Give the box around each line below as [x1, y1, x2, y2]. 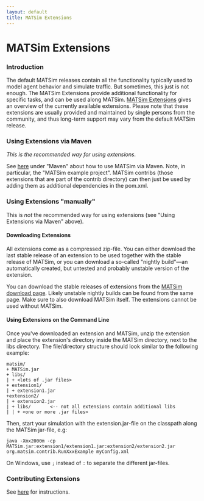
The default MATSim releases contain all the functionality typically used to [6, 76, 193, 83]
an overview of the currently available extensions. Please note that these [6, 102, 189, 110]
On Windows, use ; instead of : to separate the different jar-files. [6, 459, 170, 466]
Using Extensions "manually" [6, 197, 96, 206]
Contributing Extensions [6, 474, 80, 483]
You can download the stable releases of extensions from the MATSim [6, 283, 183, 290]
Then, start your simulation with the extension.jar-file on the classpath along [6, 419, 197, 427]
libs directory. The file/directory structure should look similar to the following [6, 343, 199, 350]
